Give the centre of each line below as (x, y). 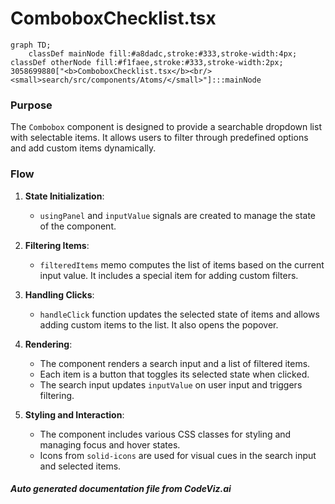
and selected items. (80, 466)
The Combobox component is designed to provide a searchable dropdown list (166, 127)
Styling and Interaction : (74, 414)
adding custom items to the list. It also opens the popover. (159, 324)
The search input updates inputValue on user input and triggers (171, 384)
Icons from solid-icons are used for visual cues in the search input (178, 455)
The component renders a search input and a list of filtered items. (175, 363)
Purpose (31, 105)
